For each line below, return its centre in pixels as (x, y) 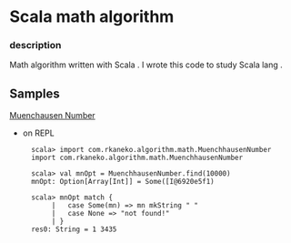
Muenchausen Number (52, 116)
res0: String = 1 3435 (74, 229)
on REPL (38, 133)
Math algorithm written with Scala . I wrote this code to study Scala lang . (146, 65)
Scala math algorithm (92, 17)
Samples (35, 93)
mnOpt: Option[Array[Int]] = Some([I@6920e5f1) (123, 182)
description (35, 46)
